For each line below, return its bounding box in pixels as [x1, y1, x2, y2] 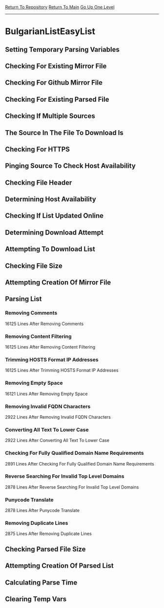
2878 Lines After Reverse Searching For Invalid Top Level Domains [5, 484, 139, 490]
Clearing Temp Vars [5, 595, 67, 603]
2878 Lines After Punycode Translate [5, 508, 80, 514]
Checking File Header [5, 178, 72, 187]
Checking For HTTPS [5, 145, 70, 153]
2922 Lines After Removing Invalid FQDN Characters [5, 414, 111, 420]
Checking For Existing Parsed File [5, 95, 109, 103]
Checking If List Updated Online [5, 211, 104, 220]
